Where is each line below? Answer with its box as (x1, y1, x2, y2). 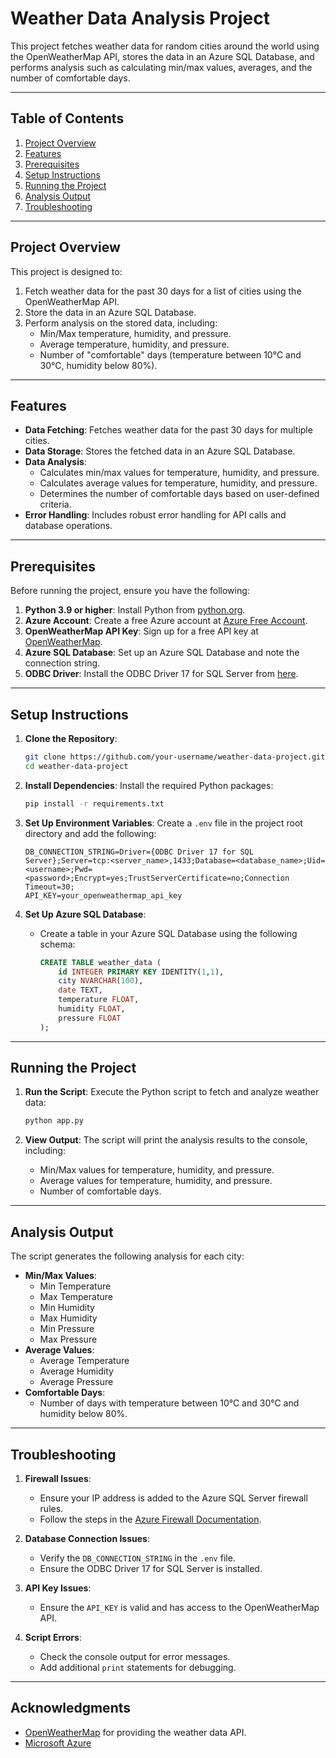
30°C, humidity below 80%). (39, 359, 158, 371)
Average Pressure (39, 1376, 114, 1388)
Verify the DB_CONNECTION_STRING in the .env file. (39, 1552, 236, 1564)
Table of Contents (10, 110, 125, 127)
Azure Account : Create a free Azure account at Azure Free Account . (24, 615, 308, 627)
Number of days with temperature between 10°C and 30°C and (39, 1397, 300, 1409)
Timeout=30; (24, 882, 75, 892)
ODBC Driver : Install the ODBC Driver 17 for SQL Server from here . (24, 668, 299, 680)
